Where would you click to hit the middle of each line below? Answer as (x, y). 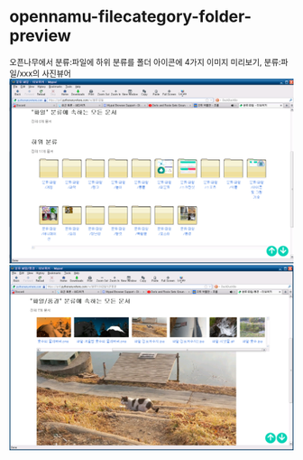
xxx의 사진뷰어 (46, 73)
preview (41, 36)
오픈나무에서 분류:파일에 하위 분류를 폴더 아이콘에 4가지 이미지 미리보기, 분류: (145, 61)
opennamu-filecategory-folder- (131, 17)
